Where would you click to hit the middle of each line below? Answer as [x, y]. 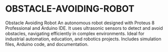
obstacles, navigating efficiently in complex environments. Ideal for [75, 33]
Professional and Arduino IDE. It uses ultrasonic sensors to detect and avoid [84, 28]
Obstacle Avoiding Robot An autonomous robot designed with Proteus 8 [80, 23]
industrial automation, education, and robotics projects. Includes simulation [83, 39]
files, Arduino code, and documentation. [47, 44]
